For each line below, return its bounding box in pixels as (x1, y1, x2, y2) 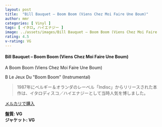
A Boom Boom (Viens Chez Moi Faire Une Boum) (5, 64, 103, 71)
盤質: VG (5, 110, 23, 117)
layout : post (5, 7, 32, 12)
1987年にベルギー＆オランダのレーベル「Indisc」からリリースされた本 (16, 84, 158, 90)
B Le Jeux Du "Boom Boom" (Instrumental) (5, 74, 91, 80)
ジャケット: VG (5, 117, 35, 123)
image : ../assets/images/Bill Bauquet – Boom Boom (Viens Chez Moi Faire (5, 30, 158, 35)
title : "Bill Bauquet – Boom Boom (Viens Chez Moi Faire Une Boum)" (5, 12, 149, 17)
